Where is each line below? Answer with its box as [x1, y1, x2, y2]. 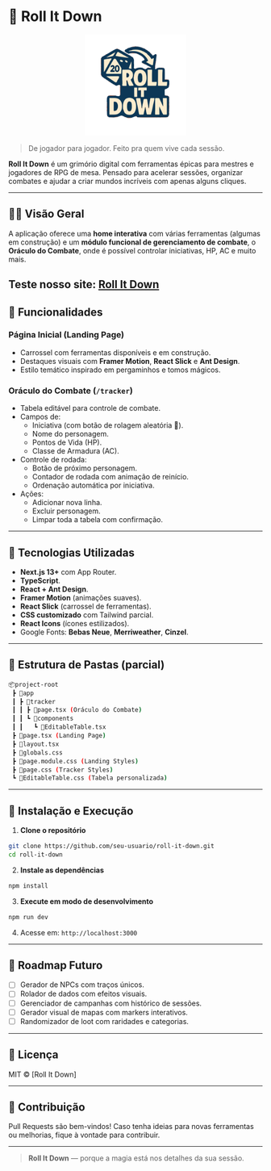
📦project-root [8, 680, 59, 688]
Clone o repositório [19, 826, 86, 835]
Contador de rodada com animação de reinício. [31, 472, 190, 482]
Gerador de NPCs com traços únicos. [19, 980, 145, 989]
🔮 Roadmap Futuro [8, 958, 103, 972]
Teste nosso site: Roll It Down [8, 278, 160, 291]
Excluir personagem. [31, 506, 101, 516]
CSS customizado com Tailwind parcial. [19, 609, 154, 620]
